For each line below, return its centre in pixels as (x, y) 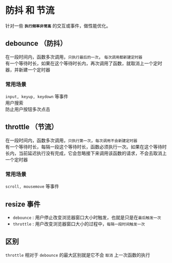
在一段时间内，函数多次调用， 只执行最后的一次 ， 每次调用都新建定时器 (74, 57)
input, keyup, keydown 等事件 (37, 97)
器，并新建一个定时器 (28, 69)
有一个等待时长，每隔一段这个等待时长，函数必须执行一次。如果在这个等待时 (86, 146)
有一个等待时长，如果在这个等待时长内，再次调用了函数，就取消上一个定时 (84, 63)
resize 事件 (23, 204)
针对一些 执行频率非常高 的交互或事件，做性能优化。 (58, 26)
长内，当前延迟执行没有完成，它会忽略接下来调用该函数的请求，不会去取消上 (86, 153)
